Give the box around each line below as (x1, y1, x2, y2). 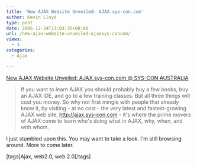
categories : (6, 47, 35, 53)
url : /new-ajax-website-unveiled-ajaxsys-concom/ (6, 31, 131, 37)
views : (6, 36, 22, 42)
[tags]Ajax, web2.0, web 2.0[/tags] (6, 152, 91, 160)
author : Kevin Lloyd (6, 14, 57, 20)
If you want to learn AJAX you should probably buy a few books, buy (20, 85, 189, 92)
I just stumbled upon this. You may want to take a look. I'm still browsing (6, 135, 182, 142)
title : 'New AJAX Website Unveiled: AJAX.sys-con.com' (6, 8, 144, 15)
